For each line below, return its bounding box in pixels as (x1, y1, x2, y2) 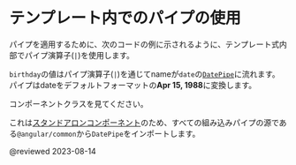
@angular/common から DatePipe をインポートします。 (17, 128, 201, 139)
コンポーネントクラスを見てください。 (9, 98, 148, 109)
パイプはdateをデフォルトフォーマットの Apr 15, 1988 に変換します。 (9, 79, 257, 90)
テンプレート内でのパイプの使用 (9, 8, 241, 28)
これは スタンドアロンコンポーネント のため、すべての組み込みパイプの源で (9, 116, 280, 128)
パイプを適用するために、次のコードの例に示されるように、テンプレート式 (9, 39, 280, 49)
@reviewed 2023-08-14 (9, 146, 97, 156)
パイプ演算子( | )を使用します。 (24, 49, 134, 60)
